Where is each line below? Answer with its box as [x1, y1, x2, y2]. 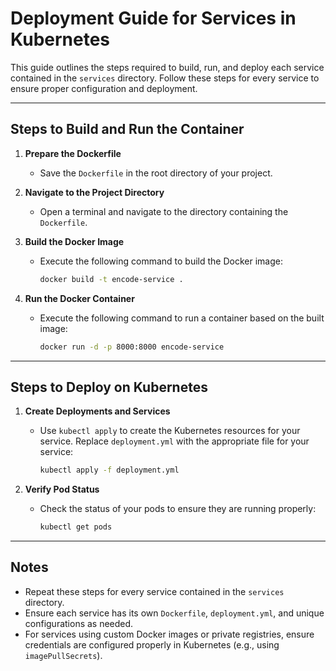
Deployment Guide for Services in [10, 7, 297, 30]
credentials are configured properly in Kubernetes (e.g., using [24, 638, 280, 651]
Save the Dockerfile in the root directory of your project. [39, 167, 273, 179]
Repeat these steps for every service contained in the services [24, 585, 285, 597]
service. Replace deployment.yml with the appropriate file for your [39, 435, 310, 447]
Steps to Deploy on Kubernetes [10, 378, 208, 396]
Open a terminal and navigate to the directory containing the [39, 205, 289, 217]
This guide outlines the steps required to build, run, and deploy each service [10, 61, 325, 73]
